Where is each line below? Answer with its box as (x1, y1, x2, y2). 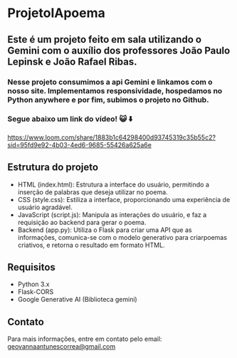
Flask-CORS (17, 288, 54, 296)
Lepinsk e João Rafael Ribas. (7, 56, 137, 68)
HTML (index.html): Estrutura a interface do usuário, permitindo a (17, 180, 210, 189)
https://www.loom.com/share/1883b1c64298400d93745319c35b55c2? (7, 133, 216, 142)
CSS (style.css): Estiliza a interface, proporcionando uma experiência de (17, 195, 231, 204)
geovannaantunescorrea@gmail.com (7, 342, 116, 351)
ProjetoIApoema (7, 5, 105, 21)
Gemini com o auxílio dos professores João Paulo (7, 44, 231, 56)
